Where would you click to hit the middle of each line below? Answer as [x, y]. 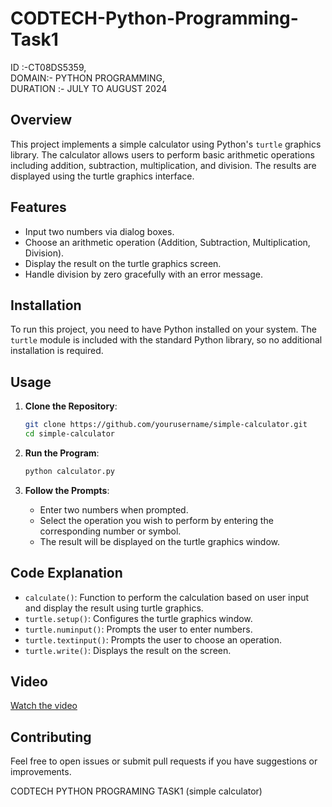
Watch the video [44, 706]
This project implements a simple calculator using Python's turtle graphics [166, 144]
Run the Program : [62, 453]
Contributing [51, 737]
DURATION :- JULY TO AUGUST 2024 [89, 88]
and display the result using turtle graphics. [114, 608]
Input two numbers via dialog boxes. [99, 231]
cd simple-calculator [69, 434]
